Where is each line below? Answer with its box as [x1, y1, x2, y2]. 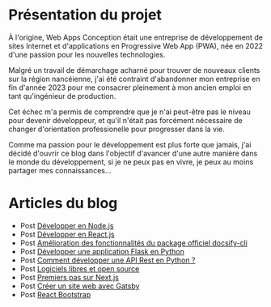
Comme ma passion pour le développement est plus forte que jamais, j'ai [8, 139, 252, 149]
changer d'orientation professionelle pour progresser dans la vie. [8, 124, 225, 134]
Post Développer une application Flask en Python [19, 246, 184, 256]
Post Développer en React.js [19, 229, 115, 239]
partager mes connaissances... [8, 165, 112, 175]
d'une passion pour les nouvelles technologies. [8, 49, 166, 59]
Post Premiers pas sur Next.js [19, 272, 120, 282]
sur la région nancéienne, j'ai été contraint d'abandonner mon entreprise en [8, 74, 260, 83]
